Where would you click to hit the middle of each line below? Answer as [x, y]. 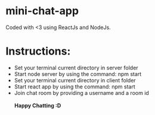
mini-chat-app [42, 11]
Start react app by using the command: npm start [75, 87]
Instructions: [38, 51]
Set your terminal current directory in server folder [76, 68]
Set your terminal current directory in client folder [75, 80]
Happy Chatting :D [38, 106]
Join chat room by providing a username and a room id [82, 92]
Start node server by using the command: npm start [78, 74]
